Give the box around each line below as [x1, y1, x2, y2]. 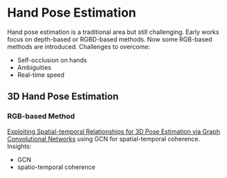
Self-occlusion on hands [17, 55, 87, 64]
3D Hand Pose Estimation [7, 91, 119, 103]
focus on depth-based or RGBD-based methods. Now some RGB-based [7, 35, 212, 43]
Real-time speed [17, 71, 64, 79]
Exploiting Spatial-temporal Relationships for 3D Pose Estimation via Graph [7, 127, 220, 136]
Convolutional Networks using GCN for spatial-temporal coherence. [7, 134, 201, 143]
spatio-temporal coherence [17, 163, 96, 171]
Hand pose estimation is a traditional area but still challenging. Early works [7, 28, 219, 36]
